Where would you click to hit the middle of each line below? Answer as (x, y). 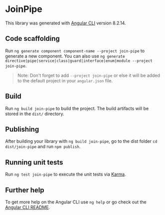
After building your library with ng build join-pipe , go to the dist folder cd (81, 141)
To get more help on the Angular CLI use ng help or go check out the (76, 202)
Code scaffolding (32, 39)
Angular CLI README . (28, 207)
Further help (25, 190)
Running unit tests (34, 162)
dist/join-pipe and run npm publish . (43, 147)
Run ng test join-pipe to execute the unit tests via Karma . (66, 174)
